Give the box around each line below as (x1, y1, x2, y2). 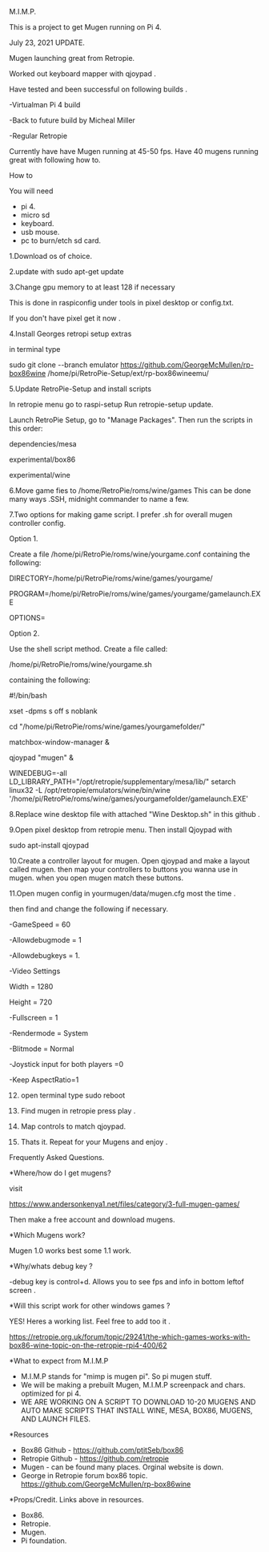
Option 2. (9, 628, 40, 638)
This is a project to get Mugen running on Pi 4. (9, 22, 163, 31)
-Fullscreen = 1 (9, 1013, 58, 1022)
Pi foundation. (20, 1536, 67, 1546)
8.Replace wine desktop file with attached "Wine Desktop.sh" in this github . (9, 810, 261, 818)
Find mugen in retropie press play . (20, 1106, 136, 1115)
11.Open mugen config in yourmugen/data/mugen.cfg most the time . (9, 889, 236, 898)
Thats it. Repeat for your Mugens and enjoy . (20, 1138, 168, 1146)
